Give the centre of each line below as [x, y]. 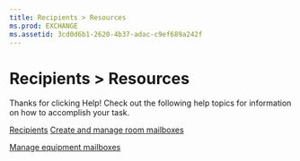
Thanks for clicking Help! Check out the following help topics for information [150, 103]
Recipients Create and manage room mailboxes [97, 130]
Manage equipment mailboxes [65, 148]
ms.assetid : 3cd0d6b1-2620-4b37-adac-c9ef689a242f [106, 34]
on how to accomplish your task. [70, 113]
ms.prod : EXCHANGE [44, 26]
